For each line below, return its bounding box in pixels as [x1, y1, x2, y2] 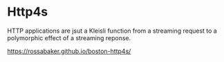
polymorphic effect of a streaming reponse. [7, 33, 131, 42]
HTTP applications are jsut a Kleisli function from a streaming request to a [7, 27, 218, 35]
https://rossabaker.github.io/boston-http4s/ [7, 47, 131, 55]
